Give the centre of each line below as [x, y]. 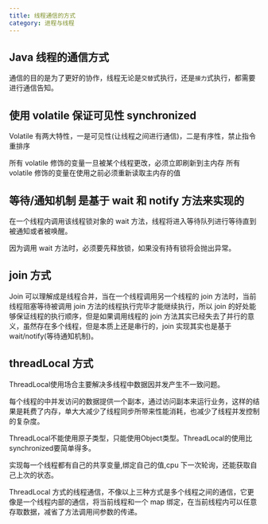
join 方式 [30, 276]
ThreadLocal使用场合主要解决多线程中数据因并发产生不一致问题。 [117, 384]
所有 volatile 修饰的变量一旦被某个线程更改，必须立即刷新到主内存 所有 [125, 163]
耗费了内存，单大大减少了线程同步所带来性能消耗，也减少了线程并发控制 [141, 411]
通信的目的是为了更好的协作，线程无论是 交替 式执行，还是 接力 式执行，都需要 [132, 78]
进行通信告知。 [33, 88]
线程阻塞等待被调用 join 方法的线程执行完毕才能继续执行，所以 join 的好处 [129, 306]
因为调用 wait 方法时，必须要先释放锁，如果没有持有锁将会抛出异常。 [122, 248]
